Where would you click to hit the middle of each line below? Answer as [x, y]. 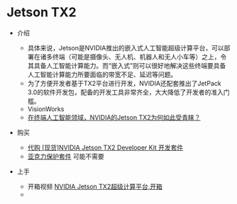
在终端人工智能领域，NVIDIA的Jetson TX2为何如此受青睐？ [114, 117]
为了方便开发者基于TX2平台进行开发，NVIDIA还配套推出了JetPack [124, 83]
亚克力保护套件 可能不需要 [66, 156]
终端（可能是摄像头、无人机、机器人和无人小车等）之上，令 [139, 57]
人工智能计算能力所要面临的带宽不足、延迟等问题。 [102, 74]
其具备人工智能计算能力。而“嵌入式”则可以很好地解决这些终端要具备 [127, 65]
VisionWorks [46, 109]
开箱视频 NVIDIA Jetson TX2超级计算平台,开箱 [95, 186]
